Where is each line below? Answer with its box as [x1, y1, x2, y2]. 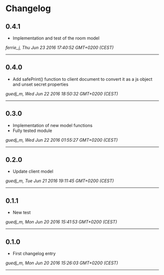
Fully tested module [12, 128, 53, 133]
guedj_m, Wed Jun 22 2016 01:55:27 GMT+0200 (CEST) [5, 137, 118, 143]
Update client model [12, 168, 54, 174]
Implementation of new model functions [12, 122, 93, 128]
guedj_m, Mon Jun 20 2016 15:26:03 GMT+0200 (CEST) [5, 260, 118, 266]
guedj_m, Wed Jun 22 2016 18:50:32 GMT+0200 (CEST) [5, 91, 118, 96]
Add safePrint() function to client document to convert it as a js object [12, 76, 153, 82]
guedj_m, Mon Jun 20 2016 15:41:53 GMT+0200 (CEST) [5, 219, 117, 225]
